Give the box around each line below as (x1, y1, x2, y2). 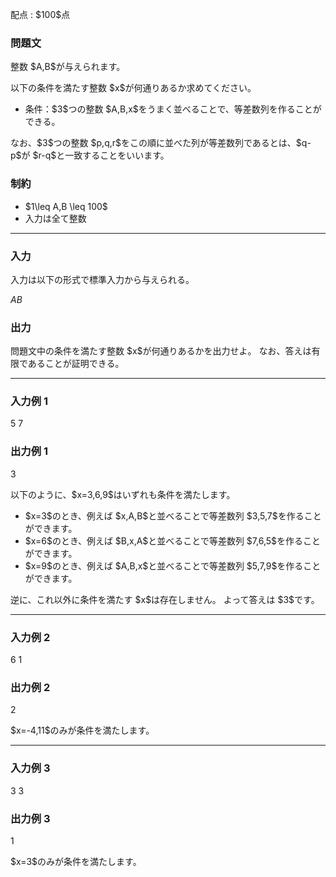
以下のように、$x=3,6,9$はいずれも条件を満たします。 (10, 488, 236, 500)
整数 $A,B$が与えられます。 (10, 61, 126, 73)
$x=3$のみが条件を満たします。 (10, 855, 142, 867)
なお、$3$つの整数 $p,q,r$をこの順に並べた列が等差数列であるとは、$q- (10, 137, 312, 149)
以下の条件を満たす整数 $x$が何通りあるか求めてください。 (10, 82, 257, 94)
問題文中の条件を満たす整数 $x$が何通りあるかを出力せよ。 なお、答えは (10, 345, 312, 357)
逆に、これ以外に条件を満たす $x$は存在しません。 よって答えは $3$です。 (10, 593, 320, 605)
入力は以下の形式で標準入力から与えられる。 (10, 273, 195, 285)
